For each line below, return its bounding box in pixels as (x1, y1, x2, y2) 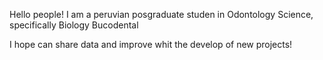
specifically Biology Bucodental (9, 19, 139, 31)
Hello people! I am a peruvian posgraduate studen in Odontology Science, (9, 9, 314, 20)
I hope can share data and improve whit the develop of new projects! (9, 39, 293, 50)
